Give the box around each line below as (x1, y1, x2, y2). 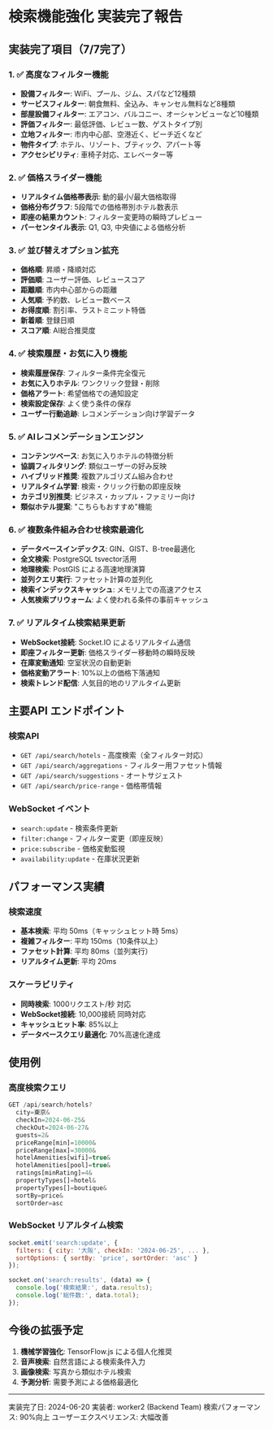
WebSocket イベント (8, 803, 91, 814)
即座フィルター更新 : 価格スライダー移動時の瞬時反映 (19, 647, 195, 657)
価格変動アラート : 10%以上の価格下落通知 (19, 667, 161, 677)
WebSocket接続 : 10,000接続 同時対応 (19, 1009, 146, 1019)
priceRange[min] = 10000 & (15, 1139, 96, 1147)
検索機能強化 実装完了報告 (8, 7, 183, 26)
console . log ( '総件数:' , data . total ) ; (15, 1292, 140, 1300)
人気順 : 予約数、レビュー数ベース (19, 295, 132, 305)
